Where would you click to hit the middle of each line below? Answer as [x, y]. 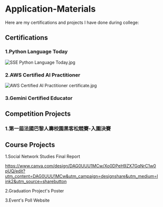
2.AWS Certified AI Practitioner [43, 75]
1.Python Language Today [36, 52]
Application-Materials [50, 9]
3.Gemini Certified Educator [39, 98]
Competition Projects [38, 114]
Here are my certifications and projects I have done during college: [72, 22]
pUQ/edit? [15, 171]
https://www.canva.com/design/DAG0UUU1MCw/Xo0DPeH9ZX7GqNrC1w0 [81, 166]
